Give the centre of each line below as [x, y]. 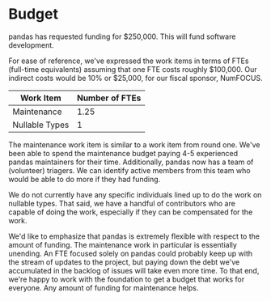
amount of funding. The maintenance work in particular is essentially [123, 244]
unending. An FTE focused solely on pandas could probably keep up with [131, 253]
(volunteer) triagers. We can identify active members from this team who [129, 170]
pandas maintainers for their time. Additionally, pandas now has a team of [131, 162]
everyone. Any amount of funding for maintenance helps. [104, 287]
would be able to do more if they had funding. [85, 179]
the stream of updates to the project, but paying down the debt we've [124, 262]
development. [31, 45]
